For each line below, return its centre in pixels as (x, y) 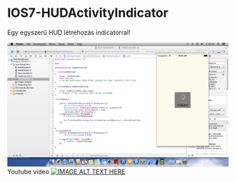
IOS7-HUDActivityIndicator (88, 13)
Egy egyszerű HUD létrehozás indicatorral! (69, 32)
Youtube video (28, 171)
